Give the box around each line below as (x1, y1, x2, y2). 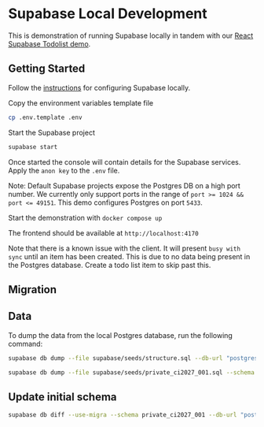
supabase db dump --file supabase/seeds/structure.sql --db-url (8, 354, 223, 362)
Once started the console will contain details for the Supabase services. (8, 157, 241, 166)
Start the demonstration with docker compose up (8, 213, 163, 222)
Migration (8, 283, 57, 296)
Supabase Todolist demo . (8, 39, 91, 48)
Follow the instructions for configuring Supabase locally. (8, 83, 191, 92)
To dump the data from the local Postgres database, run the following (8, 330, 233, 340)
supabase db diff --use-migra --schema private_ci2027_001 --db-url (8, 411, 237, 419)
